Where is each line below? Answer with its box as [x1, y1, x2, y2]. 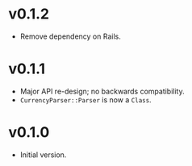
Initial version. [19, 150, 67, 160]
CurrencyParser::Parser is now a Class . [19, 94, 152, 105]
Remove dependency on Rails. [19, 31, 121, 41]
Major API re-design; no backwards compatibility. [19, 86, 185, 96]
